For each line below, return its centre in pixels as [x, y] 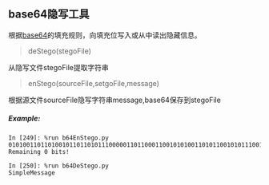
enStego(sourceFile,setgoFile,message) [94, 83]
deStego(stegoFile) [60, 51]
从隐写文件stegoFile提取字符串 [59, 67]
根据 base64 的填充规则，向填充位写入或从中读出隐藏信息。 [105, 35]
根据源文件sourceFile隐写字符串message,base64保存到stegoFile [115, 100]
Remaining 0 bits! [39, 152]
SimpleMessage [32, 173]
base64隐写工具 [49, 14]
